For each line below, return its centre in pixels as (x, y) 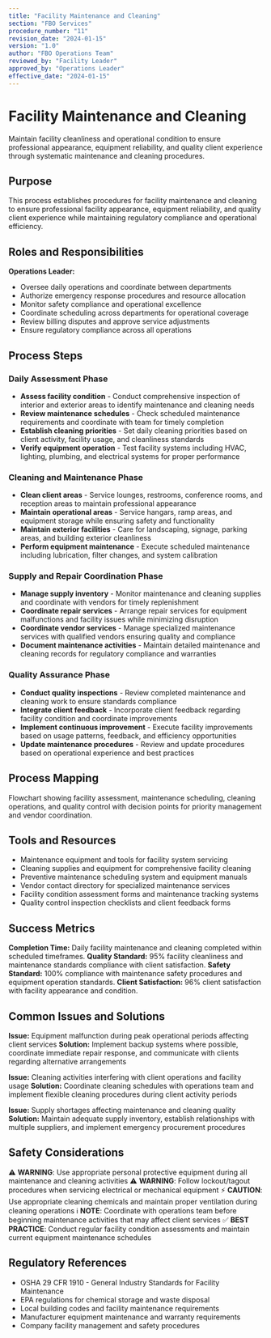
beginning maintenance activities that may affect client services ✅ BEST (129, 1220)
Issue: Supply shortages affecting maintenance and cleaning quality (122, 1111)
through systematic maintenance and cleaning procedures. (106, 155)
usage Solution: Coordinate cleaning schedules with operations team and (131, 1086)
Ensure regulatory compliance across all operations (106, 330)
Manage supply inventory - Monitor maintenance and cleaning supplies (140, 594)
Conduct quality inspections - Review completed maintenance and (133, 692)
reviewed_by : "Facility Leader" (63, 62)
